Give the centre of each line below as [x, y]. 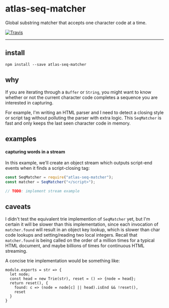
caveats [18, 207]
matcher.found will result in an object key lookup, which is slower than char [82, 230]
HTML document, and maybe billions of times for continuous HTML [75, 245]
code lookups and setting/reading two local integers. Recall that [71, 235]
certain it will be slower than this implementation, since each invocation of [82, 224]
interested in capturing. [29, 102]
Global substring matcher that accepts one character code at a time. [76, 23]
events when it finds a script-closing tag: [48, 168]
